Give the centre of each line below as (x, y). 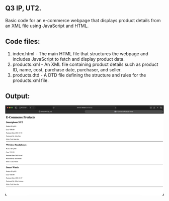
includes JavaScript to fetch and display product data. (68, 59)
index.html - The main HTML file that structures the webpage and (80, 54)
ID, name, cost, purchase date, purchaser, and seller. (67, 69)
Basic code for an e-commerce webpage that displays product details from (83, 20)
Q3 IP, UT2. (23, 8)
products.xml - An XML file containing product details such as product (85, 64)
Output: (18, 96)
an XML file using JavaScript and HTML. (47, 26)
